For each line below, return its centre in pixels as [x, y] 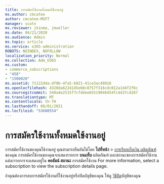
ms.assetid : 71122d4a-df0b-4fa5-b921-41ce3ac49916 [58, 83]
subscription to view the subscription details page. [57, 166]
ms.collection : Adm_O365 [31, 60]
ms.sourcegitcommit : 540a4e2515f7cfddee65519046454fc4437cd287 [72, 92]
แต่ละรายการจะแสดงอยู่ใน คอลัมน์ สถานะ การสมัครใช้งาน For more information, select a [82, 160]
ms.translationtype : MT [30, 97]
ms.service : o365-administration [40, 46]
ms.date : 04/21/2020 [26, 33]
